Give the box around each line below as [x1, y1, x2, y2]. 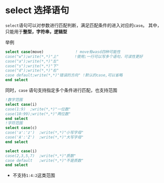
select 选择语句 [5, 5, 69, 16]
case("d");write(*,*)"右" [5, 68, 59, 73]
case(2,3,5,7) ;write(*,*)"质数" [5, 153, 77, 158]
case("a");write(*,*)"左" [5, 58, 59, 64]
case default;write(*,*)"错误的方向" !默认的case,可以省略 [5, 73, 123, 78]
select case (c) [5, 126, 37, 131]
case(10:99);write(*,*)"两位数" [5, 111, 71, 116]
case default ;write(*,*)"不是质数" [5, 158, 84, 163]
